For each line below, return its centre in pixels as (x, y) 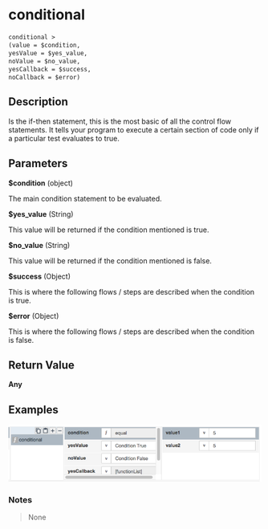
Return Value (41, 365)
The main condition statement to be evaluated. (85, 198)
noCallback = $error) (45, 77)
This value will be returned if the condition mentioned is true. (109, 230)
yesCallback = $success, (50, 69)
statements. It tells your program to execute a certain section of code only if (134, 129)
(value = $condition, (45, 45)
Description (38, 102)
